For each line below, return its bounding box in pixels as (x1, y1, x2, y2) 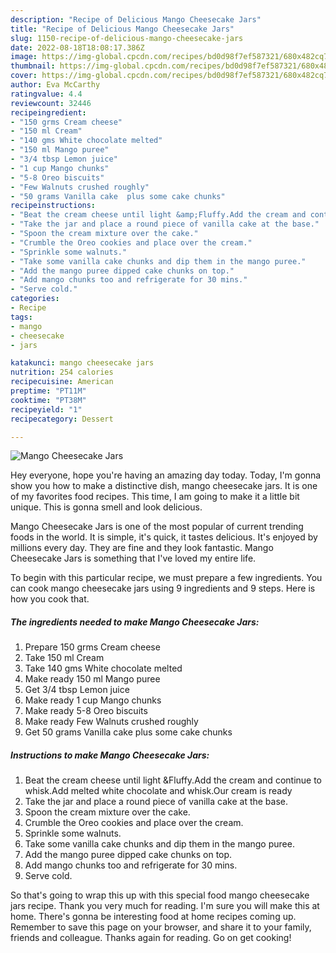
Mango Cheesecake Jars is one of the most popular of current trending (10, 521, 304, 533)
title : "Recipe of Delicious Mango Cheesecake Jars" (10, 24, 235, 34)
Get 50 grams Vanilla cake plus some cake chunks (24, 726, 233, 738)
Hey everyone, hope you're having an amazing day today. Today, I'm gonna (10, 469, 322, 481)
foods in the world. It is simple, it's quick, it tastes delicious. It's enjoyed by (10, 531, 318, 543)
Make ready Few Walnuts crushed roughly (24, 716, 199, 728)
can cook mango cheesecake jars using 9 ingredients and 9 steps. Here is (10, 582, 316, 595)
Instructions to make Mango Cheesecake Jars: (10, 749, 210, 761)
